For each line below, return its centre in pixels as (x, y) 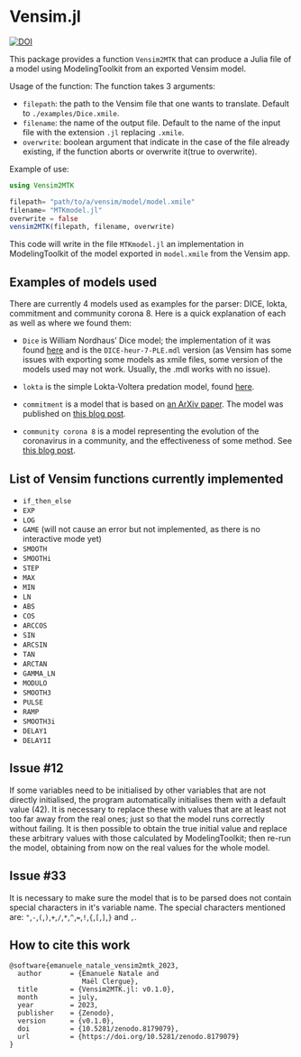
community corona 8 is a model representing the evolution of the (141, 431)
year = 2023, (58, 1006)
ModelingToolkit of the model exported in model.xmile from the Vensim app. (150, 253)
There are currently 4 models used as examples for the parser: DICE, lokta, (148, 304)
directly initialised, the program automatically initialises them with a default (148, 799)
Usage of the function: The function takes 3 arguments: (113, 86)
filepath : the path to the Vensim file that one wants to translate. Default (156, 103)
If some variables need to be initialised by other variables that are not (138, 790)
